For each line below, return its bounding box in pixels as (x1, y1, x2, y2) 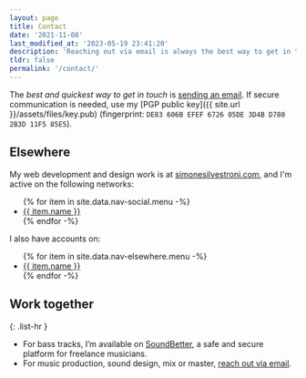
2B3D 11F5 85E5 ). (9, 117, 73, 128)
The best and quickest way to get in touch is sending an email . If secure (9, 88, 280, 100)
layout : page (9, 13, 59, 23)
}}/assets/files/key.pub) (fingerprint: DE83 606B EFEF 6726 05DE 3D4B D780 (9, 108, 285, 119)
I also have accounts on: (9, 233, 101, 244)
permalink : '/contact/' (9, 65, 100, 74)
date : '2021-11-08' (9, 30, 84, 39)
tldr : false (9, 56, 55, 65)
